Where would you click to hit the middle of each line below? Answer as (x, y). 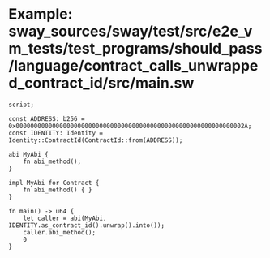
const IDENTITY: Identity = (56, 133)
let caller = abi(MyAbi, (65, 218)
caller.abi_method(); (59, 232)
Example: (41, 14)
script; (21, 105)
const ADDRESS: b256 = (47, 118)
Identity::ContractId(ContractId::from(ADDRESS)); (96, 140)
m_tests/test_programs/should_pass (135, 49)
